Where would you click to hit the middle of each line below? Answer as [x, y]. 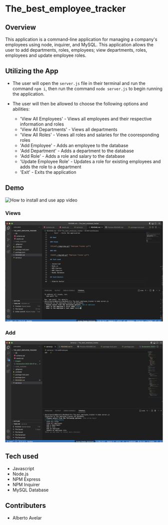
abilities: [21, 109]
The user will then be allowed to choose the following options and [80, 103]
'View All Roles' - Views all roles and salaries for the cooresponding [89, 135]
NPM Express [26, 479]
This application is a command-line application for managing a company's [81, 39]
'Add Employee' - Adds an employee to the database [74, 145]
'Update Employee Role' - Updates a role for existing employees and [90, 161]
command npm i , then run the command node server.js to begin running [87, 88]
